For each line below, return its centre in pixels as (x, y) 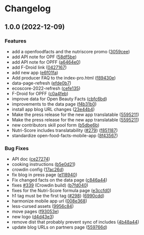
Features (16, 41)
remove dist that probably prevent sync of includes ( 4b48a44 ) (75, 222)
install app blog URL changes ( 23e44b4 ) (53, 109)
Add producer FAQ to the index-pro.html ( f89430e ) (64, 78)
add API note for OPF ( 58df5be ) (44, 57)
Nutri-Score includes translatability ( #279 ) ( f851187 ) (65, 130)
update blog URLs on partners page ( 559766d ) (59, 227)
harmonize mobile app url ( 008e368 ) (49, 201)
